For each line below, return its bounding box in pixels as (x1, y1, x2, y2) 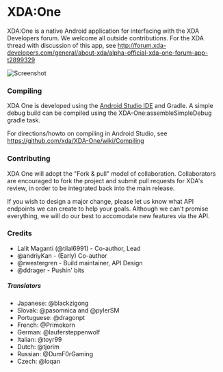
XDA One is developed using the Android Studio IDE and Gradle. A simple (7, 102, 213, 110)
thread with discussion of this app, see (7, 41, 116, 49)
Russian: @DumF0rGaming (16, 349, 94, 358)
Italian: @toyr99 (16, 335, 62, 343)
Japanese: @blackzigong (16, 299, 89, 307)
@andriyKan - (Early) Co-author (16, 251, 107, 260)
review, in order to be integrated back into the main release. (7, 184, 175, 192)
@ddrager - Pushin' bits (16, 266, 85, 274)
